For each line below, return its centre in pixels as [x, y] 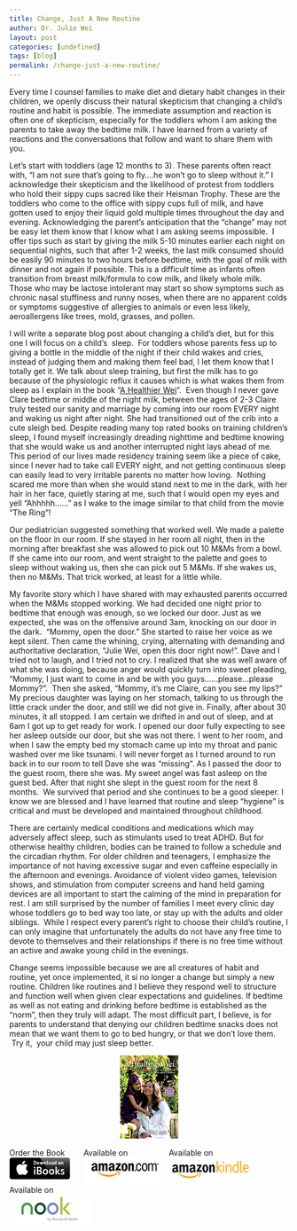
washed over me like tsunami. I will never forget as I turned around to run [143, 754]
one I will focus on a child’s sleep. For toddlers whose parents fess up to [143, 343]
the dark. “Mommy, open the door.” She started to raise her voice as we [141, 631]
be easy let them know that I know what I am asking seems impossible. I [142, 231]
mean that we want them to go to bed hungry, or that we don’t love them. [143, 1034]
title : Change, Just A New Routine [75, 19]
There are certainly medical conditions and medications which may [132, 828]
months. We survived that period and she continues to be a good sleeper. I [146, 792]
